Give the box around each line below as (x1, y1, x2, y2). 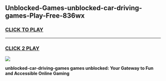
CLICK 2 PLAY (5, 45, 40, 52)
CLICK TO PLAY (5, 27, 43, 33)
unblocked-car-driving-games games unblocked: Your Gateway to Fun (5, 65, 154, 71)
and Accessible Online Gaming (5, 70, 70, 76)
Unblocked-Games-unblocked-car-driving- (5, 4, 142, 12)
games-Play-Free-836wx (5, 12, 85, 20)
